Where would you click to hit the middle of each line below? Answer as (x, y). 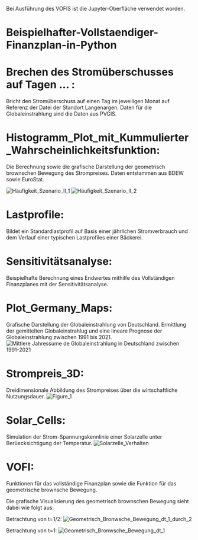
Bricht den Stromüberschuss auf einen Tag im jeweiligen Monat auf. (89, 101)
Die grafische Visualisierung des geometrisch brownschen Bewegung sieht (98, 501)
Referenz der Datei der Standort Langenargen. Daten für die (79, 108)
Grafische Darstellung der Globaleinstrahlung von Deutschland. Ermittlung (96, 324)
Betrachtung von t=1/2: (34, 519)
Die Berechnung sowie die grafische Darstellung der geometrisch (86, 167)
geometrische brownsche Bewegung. (52, 490)
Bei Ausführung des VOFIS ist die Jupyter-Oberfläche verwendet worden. (96, 9)
